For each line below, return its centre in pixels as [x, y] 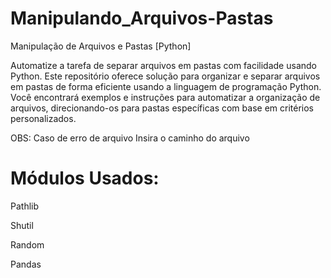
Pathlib [25, 206]
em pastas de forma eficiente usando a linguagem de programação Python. [166, 86]
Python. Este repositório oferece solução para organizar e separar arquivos [165, 76]
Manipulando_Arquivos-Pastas [142, 18]
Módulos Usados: [85, 178]
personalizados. [43, 118]
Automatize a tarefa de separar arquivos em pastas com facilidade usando [163, 65]
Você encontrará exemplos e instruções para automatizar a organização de [165, 97]
